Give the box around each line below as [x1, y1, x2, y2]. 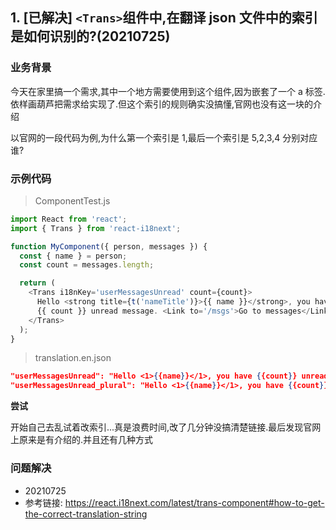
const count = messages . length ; [19, 260, 155, 270]
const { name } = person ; [19, 251, 128, 261]
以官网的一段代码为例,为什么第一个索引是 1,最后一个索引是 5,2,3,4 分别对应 [10, 131, 318, 143]
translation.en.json [34, 352, 112, 364]
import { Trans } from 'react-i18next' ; [10, 223, 182, 233]
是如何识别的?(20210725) [10, 28, 171, 45]
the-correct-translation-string [24, 508, 148, 520]
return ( [19, 278, 56, 288]
